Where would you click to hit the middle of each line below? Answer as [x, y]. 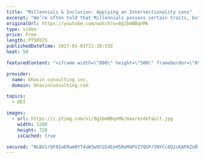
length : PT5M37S [27, 40]
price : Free [21, 35]
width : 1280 [32, 124]
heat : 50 [17, 52]
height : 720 [32, 130]
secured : [17, 147]
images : [16, 113]
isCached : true [37, 136]
